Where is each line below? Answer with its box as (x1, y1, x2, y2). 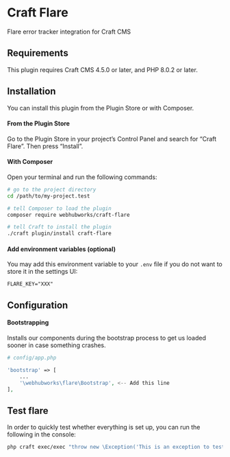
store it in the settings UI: (7, 268, 78, 276)
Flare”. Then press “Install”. (7, 142, 84, 150)
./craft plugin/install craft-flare (7, 230, 112, 237)
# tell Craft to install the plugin (7, 224, 112, 231)
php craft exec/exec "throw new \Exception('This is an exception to (7, 444, 210, 451)
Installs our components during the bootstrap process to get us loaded (7, 334, 207, 342)
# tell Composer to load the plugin (7, 204, 112, 212)
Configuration (7, 299, 68, 311)
